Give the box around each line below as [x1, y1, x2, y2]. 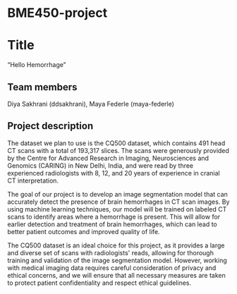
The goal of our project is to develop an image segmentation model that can [7, 190, 228, 198]
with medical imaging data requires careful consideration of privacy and [7, 263, 217, 272]
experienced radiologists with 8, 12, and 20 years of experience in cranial [7, 169, 220, 177]
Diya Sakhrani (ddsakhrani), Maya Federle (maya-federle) [7, 99, 175, 108]
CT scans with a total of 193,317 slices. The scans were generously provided [7, 146, 229, 154]
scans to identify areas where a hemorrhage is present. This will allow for [7, 212, 221, 221]
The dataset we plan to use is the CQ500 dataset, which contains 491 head [7, 139, 226, 147]
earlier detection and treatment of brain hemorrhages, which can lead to [7, 220, 217, 228]
